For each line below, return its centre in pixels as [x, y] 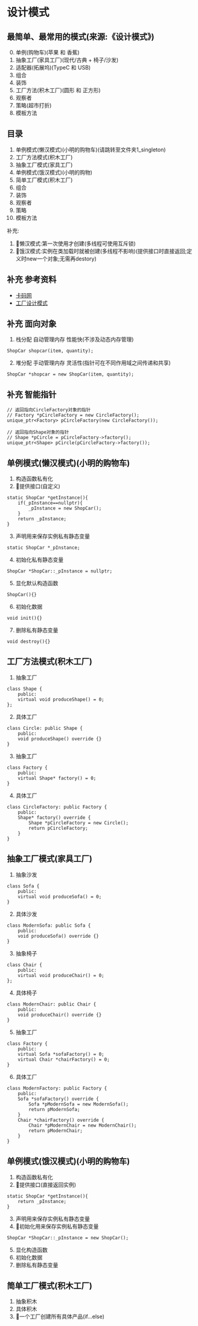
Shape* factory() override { [54, 817]
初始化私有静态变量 [40, 560]
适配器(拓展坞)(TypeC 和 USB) [53, 68]
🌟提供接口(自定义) [38, 486]
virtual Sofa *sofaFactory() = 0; [61, 1054]
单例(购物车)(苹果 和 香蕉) [48, 52]
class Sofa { [23, 886]
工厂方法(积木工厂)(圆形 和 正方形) [58, 90]
